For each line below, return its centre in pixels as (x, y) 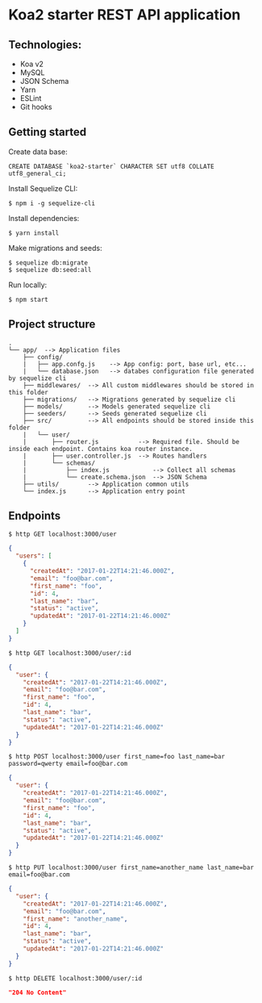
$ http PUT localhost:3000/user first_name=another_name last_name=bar (131, 868)
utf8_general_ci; (37, 173)
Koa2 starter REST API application (125, 15)
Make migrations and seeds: (55, 248)
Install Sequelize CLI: (43, 188)
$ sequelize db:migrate (48, 263)
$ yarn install (34, 233)
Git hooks (36, 107)
